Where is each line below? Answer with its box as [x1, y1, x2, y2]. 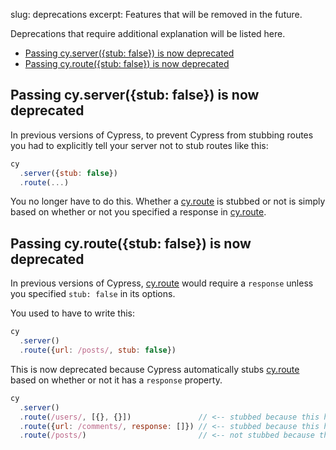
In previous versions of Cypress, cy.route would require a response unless [10, 277, 314, 289]
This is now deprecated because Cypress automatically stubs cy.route [10, 363, 300, 375]
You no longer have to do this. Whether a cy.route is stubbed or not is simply [10, 195, 326, 208]
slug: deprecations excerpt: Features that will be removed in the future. [10, 9, 303, 20]
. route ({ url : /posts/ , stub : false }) [19, 345, 177, 355]
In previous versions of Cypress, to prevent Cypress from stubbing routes [10, 129, 314, 141]
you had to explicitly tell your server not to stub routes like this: [10, 139, 269, 151]
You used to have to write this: [10, 307, 136, 319]
